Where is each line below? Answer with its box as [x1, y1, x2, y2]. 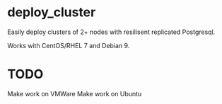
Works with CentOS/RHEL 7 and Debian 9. [7, 41, 130, 50]
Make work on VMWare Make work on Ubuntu [7, 89, 142, 98]
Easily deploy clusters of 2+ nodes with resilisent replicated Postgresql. [7, 28, 216, 36]
